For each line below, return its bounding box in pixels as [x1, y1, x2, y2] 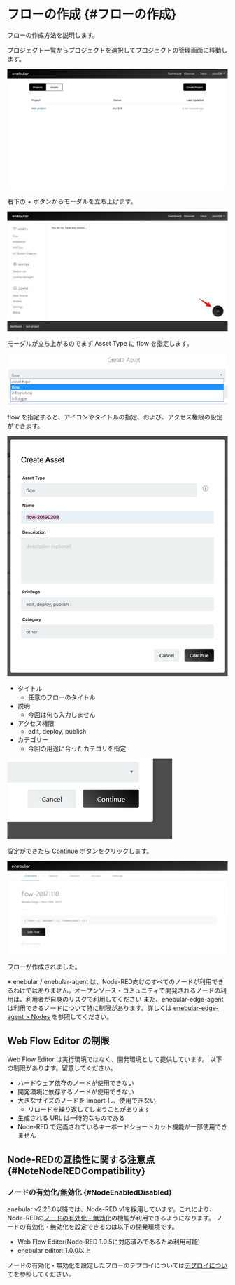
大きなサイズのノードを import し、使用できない [17, 1096, 156, 1105]
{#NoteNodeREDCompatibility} [7, 1165, 146, 1177]
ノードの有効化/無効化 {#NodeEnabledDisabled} [7, 1188, 173, 1197]
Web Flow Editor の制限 [7, 1035, 110, 1047]
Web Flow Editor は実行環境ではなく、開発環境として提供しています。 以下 [7, 1055, 222, 1063]
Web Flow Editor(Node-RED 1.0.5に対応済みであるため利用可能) [17, 1237, 201, 1246]
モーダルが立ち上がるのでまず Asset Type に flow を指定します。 [7, 339, 194, 347]
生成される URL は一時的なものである [17, 1113, 125, 1122]
